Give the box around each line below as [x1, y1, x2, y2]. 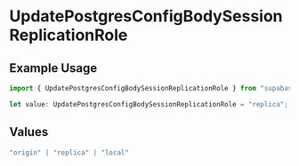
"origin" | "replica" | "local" [9, 148, 129, 157]
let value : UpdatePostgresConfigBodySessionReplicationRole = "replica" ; [9, 99, 289, 108]
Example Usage [9, 60, 98, 75]
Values [9, 124, 49, 139]
